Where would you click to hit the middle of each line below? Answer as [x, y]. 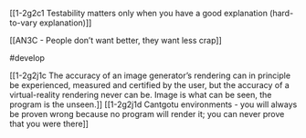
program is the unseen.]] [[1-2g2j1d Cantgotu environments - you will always [153, 104]
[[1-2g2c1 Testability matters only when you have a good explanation [138, 13]
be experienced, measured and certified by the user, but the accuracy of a [149, 85]
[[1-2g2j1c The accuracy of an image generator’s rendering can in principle [150, 75]
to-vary [24, 23]
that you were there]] [49, 123]
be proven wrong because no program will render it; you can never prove [147, 114]
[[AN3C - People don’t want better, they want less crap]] [116, 40]
